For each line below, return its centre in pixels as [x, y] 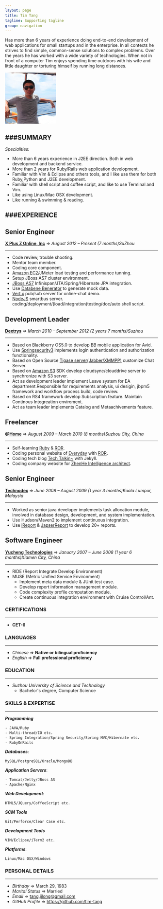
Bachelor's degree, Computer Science [57, 691]
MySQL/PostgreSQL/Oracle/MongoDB [39, 761]
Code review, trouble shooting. [43, 257]
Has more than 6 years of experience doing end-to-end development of [77, 40]
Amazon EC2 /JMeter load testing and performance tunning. [72, 273]
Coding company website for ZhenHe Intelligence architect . [72, 463]
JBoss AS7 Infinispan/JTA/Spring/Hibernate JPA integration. [72, 283]
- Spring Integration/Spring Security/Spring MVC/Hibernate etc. [72, 738]
